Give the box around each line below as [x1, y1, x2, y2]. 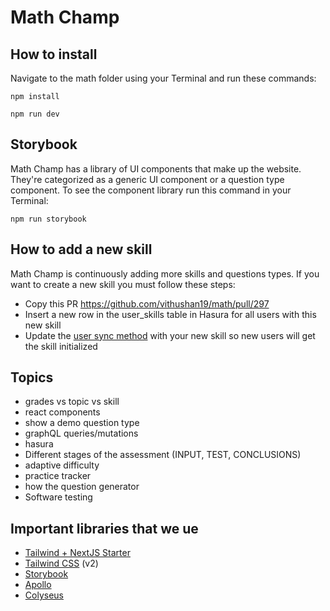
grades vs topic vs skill [24, 396, 120, 408]
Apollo [24, 579, 52, 591]
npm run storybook [10, 214, 87, 224]
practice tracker [24, 470, 92, 482]
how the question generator [24, 481, 140, 493]
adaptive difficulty [24, 459, 100, 471]
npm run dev [10, 109, 60, 119]
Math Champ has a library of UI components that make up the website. [10, 162, 302, 175]
